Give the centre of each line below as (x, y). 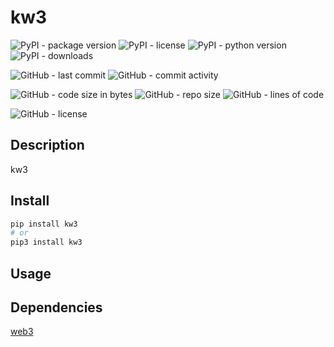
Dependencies (56, 307)
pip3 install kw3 (46, 242)
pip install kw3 (44, 224)
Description (47, 145)
